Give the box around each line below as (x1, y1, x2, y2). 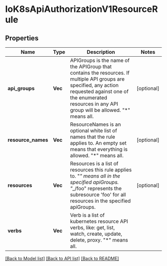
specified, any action (70, 82, 119, 89)
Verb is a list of (70, 212, 105, 218)
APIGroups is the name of (70, 57, 130, 64)
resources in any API (70, 100, 118, 107)
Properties (5, 34, 39, 42)
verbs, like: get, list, (70, 224, 115, 231)
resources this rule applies (70, 167, 132, 173)
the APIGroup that (70, 63, 112, 70)
